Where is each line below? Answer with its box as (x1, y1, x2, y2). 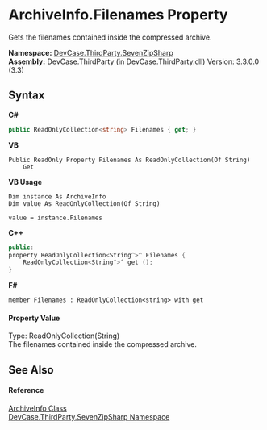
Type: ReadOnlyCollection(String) (8, 331, 120, 340)
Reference (8, 386, 44, 395)
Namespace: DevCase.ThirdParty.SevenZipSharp (8, 48, 173, 57)
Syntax (8, 89, 45, 102)
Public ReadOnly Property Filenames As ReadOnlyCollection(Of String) (8, 156, 251, 164)
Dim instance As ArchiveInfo (8, 192, 106, 201)
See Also (8, 363, 54, 377)
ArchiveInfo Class (8, 403, 67, 413)
